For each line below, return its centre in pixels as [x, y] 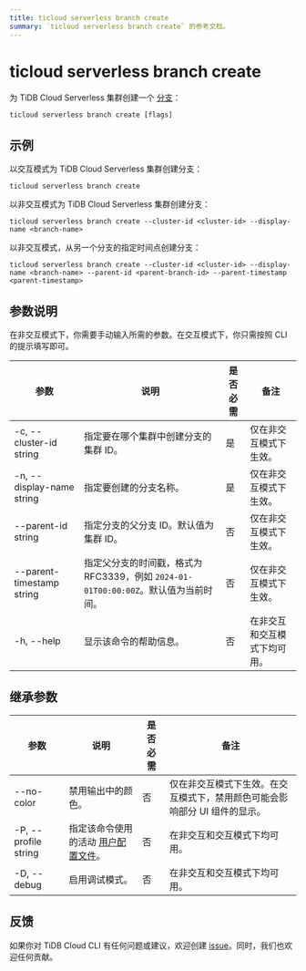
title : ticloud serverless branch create [89, 18]
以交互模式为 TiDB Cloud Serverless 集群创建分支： [106, 169]
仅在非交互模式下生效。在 [224, 783]
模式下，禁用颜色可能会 [229, 797]
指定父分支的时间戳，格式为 [143, 563]
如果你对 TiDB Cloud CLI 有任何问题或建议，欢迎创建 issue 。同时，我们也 [147, 945]
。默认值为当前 [172, 591]
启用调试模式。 [101, 879]
